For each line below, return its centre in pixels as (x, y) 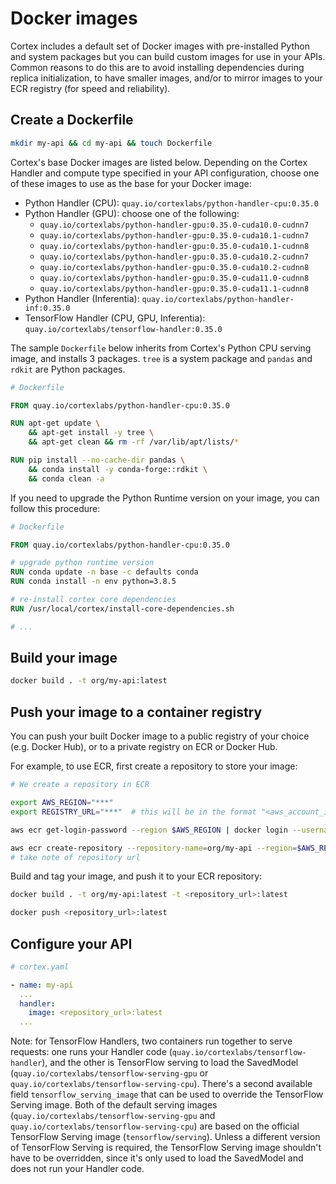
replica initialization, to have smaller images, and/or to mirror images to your (166, 78)
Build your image (64, 658)
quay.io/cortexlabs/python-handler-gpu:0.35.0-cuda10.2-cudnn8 (174, 267)
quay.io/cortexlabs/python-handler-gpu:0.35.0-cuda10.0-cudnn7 (174, 225)
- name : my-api (42, 985)
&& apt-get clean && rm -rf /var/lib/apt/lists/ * (134, 442)
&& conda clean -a (66, 478)
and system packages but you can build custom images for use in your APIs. (168, 56)
